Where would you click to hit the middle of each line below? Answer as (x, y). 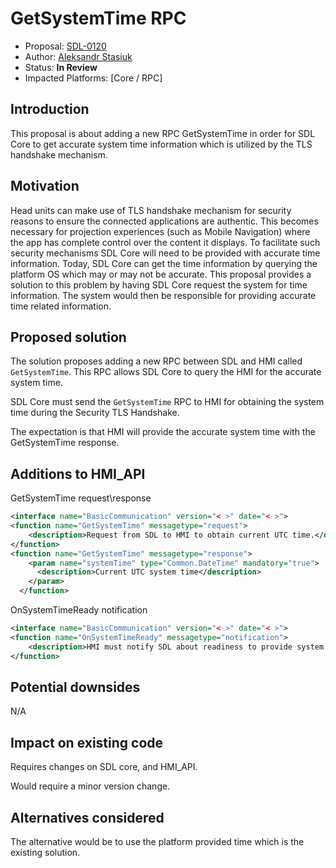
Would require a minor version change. (90, 786)
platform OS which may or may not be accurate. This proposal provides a (161, 274)
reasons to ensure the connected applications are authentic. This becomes (164, 221)
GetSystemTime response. (65, 443)
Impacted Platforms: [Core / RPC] (93, 78)
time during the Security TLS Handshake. (95, 413)
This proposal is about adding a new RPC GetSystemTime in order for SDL (163, 133)
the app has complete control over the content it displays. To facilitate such (165, 242)
